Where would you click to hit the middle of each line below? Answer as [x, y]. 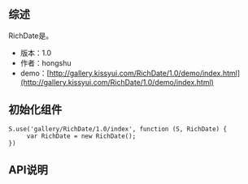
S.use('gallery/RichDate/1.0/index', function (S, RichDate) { [118, 129]
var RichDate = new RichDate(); [81, 136]
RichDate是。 [31, 36]
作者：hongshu [46, 62]
